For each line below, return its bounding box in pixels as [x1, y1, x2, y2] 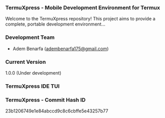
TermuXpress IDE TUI [5, 82, 60, 89]
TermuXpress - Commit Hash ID [5, 96, 86, 103]
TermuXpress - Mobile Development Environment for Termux [5, 4, 160, 11]
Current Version [5, 58, 46, 65]
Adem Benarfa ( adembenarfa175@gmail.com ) [12, 45, 109, 52]
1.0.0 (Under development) [5, 69, 61, 76]
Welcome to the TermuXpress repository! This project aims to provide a [5, 16, 156, 22]
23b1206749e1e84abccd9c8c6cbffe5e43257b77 [5, 108, 108, 114]
